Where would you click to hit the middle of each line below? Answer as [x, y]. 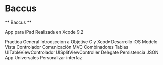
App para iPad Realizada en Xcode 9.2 [44, 32]
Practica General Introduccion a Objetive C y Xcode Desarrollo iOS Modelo [81, 41]
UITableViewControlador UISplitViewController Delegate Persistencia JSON [82, 52]
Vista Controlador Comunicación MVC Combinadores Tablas [67, 47]
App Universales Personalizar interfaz [44, 57]
